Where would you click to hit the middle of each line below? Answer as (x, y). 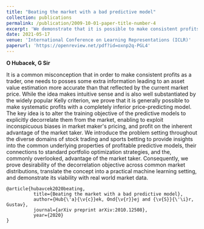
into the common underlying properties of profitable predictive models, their (101, 145)
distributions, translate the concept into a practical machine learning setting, (102, 171)
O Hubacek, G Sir (28, 63)
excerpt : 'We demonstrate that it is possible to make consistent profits (103, 29)
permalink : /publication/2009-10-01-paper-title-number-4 (81, 23)
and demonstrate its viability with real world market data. (77, 178)
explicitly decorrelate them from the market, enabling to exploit (85, 119)
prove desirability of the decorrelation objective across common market (96, 165)
